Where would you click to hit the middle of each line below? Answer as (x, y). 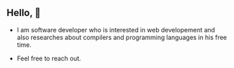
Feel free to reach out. (49, 58)
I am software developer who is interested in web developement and (116, 29)
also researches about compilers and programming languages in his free (122, 37)
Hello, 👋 (24, 13)
